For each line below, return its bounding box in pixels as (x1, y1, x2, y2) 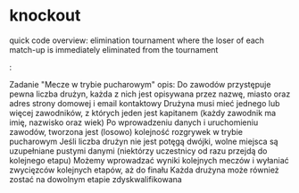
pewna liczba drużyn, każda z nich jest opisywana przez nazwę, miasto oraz (9, 88, 291, 99)
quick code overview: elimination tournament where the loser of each (9, 35, 265, 46)
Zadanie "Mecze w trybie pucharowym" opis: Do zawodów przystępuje (9, 79, 271, 89)
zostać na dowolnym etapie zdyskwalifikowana (9, 173, 183, 184)
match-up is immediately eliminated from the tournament (9, 44, 219, 55)
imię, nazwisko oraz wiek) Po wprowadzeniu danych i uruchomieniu (9, 117, 259, 128)
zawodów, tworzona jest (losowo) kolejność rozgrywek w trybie (9, 126, 244, 137)
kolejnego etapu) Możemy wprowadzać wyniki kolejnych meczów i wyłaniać (9, 155, 289, 165)
